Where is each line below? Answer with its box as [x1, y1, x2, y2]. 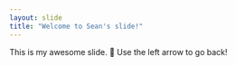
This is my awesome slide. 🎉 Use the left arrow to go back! [9, 46, 228, 57]
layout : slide [9, 13, 63, 23]
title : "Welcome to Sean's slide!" [9, 22, 144, 31]
